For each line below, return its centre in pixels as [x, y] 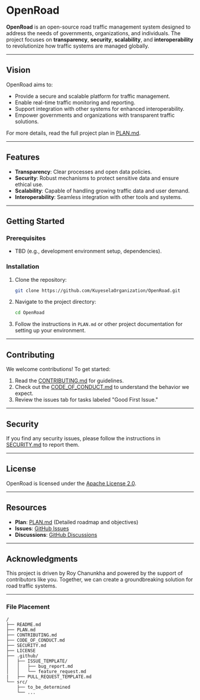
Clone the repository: [41, 279]
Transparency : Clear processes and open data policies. [83, 172]
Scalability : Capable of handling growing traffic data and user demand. [102, 191]
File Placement [28, 607]
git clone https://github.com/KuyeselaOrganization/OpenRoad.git [97, 290]
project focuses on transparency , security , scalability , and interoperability [100, 39]
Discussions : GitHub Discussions [56, 534]
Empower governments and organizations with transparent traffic [95, 115]
